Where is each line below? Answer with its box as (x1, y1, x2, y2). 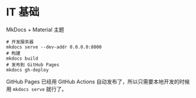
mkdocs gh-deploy (6, 67, 49, 73)
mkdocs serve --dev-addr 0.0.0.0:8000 (6, 44, 102, 50)
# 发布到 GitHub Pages (6, 61, 60, 68)
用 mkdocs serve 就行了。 (6, 85, 67, 92)
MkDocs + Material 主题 (6, 26, 65, 33)
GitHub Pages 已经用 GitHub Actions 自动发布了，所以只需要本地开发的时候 (6, 78, 190, 85)
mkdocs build (6, 55, 38, 61)
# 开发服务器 (6, 39, 34, 45)
